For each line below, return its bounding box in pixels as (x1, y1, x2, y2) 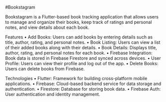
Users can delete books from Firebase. (5, 66, 85, 72)
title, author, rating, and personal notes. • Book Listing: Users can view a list (5, 39, 161, 45)
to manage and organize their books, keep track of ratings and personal (5, 19, 152, 25)
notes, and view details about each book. (5, 24, 89, 30)
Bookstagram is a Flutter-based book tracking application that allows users (5, 14, 159, 19)
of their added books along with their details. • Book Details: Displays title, (5, 45, 158, 50)
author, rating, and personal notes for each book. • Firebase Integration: (5, 50, 153, 56)
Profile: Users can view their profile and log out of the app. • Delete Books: (5, 61, 159, 66)
